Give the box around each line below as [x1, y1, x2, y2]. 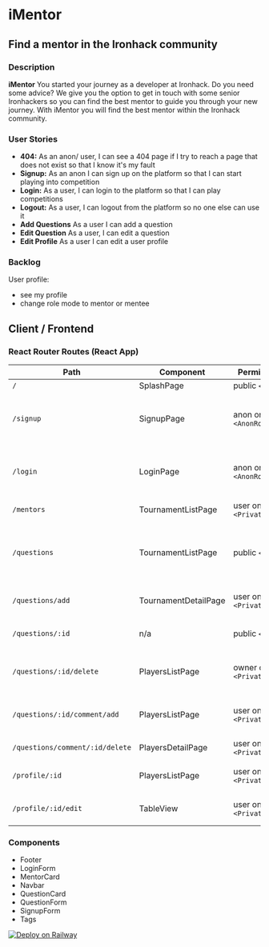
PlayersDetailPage [139, 742, 208, 753]
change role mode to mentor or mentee [19, 298, 150, 309]
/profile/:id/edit [12, 804, 82, 813]
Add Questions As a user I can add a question [19, 220, 174, 230]
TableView [139, 803, 179, 814]
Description [8, 62, 55, 73]
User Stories [8, 134, 58, 145]
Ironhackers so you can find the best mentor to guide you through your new [8, 96, 258, 106]
